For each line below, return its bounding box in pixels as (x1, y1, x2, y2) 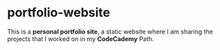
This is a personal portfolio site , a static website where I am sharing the (7, 27, 213, 36)
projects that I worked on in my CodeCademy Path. (7, 34, 154, 42)
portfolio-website (7, 5, 110, 21)
